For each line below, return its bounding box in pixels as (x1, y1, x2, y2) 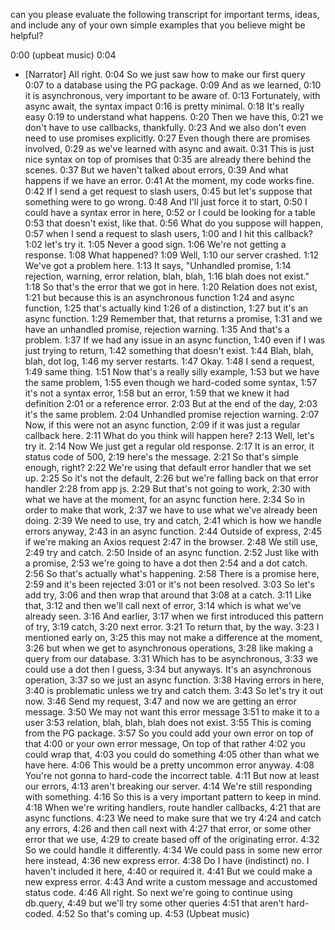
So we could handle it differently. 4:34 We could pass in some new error (24, 844, 323, 856)
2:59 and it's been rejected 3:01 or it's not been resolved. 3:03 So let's (24, 579, 315, 590)
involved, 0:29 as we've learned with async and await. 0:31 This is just (24, 143, 315, 154)
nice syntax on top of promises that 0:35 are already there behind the (24, 154, 312, 165)
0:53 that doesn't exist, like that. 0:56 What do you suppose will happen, (24, 217, 324, 229)
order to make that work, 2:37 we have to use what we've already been (24, 504, 318, 516)
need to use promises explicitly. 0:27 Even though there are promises (24, 132, 311, 144)
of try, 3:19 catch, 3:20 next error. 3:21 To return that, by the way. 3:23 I (24, 621, 320, 633)
